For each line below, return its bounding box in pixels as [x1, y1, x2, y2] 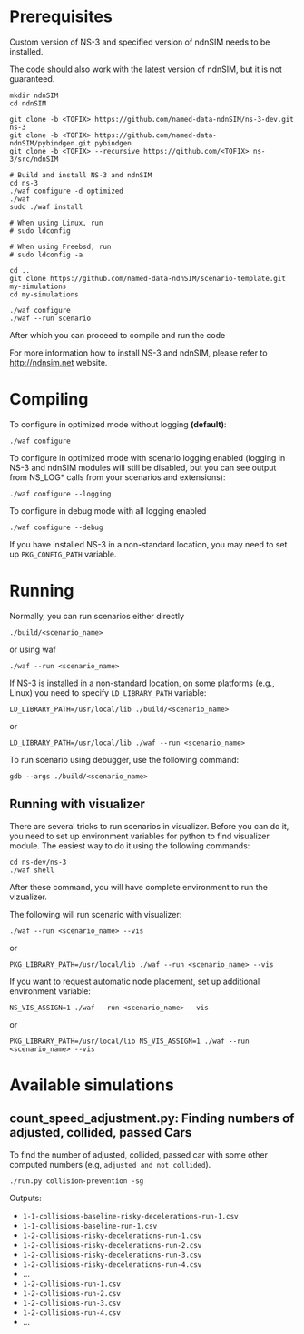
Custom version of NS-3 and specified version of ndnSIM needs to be [9, 36, 270, 47]
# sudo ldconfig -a [9, 250, 83, 259]
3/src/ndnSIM [9, 155, 59, 164]
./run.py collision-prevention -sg [9, 1176, 144, 1186]
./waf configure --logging [9, 489, 112, 498]
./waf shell [9, 866, 54, 875]
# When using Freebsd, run [9, 242, 112, 251]
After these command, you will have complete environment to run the [9, 881, 268, 892]
